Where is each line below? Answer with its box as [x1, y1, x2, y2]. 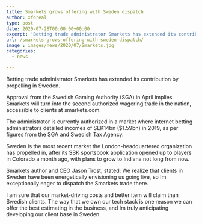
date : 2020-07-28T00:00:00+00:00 [6, 25, 90, 32]
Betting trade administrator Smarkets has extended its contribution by [6, 75, 179, 82]
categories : [6, 48, 36, 54]
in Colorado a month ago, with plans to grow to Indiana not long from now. [6, 155, 190, 163]
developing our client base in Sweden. [6, 210, 101, 217]
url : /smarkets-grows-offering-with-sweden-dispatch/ [6, 37, 144, 43]
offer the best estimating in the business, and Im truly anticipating [6, 204, 169, 211]
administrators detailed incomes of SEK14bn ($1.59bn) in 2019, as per [6, 124, 179, 131]
